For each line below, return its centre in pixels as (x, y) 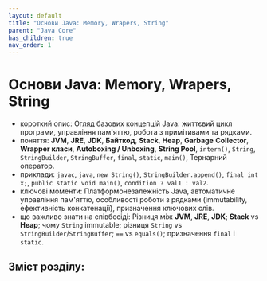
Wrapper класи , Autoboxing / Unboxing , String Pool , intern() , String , (138, 149)
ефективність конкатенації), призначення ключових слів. (117, 209)
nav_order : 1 (30, 45)
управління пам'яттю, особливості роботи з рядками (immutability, (133, 200)
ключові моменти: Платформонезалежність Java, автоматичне (127, 191)
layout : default (35, 16)
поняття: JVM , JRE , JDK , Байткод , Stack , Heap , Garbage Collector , (134, 141)
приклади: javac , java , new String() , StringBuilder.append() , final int (139, 174)
